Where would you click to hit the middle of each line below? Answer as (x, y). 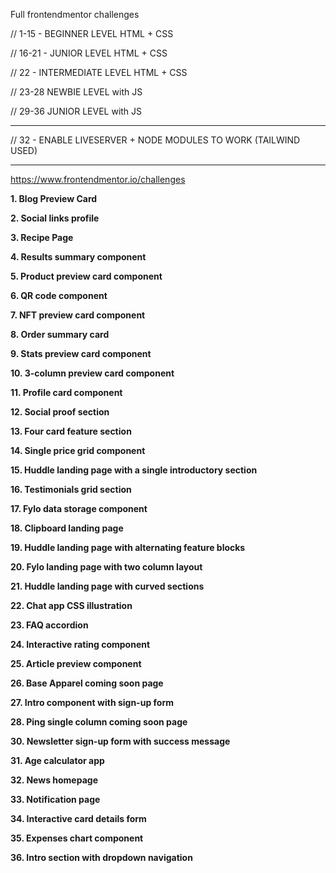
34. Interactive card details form (78, 818)
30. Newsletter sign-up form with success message (120, 741)
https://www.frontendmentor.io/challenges (98, 179)
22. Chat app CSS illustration (71, 605)
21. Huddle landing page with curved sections (107, 586)
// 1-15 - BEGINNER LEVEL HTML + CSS (92, 33)
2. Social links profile (55, 218)
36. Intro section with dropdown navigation (101, 857)
